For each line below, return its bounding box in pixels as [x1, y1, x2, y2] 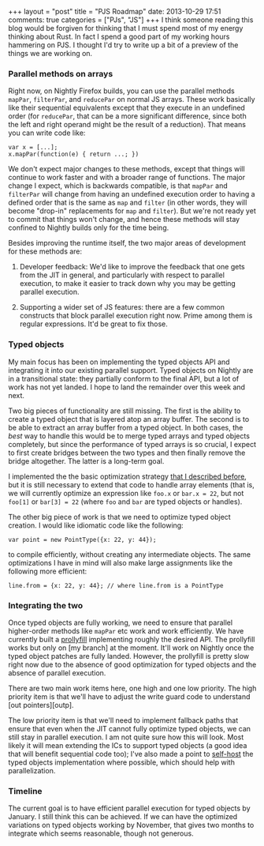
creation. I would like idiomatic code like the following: [8, 521, 184, 530]
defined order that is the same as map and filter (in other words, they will [8, 197, 247, 208]
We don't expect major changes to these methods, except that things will [8, 164, 246, 174]
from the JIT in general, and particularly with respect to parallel [19, 270, 225, 280]
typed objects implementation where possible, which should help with [8, 758, 235, 767]
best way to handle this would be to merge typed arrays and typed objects [8, 431, 251, 441]
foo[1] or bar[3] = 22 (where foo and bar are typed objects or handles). [8, 497, 243, 506]
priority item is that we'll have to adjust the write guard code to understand [8, 691, 251, 701]
